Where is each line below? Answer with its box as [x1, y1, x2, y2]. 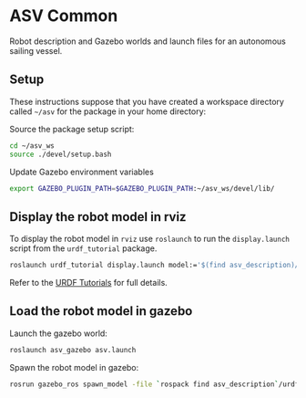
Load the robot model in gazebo [9, 303, 193, 319]
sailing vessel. [9, 45, 63, 56]
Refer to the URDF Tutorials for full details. [9, 278, 168, 288]
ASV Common [9, 5, 118, 26]
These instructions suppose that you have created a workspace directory [9, 96, 285, 107]
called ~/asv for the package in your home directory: [9, 106, 207, 117]
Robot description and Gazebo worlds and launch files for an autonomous [9, 36, 287, 47]
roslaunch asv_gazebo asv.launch [9, 345, 137, 354]
